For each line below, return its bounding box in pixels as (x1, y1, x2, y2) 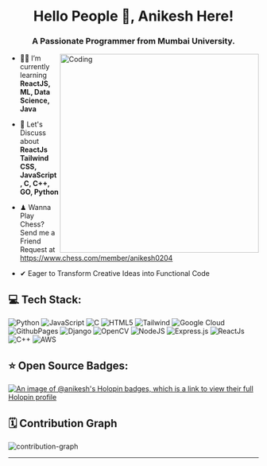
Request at (19, 245, 56, 254)
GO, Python (19, 187, 59, 197)
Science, (19, 95, 50, 106)
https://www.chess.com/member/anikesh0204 (19, 254, 173, 263)
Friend (19, 236, 41, 246)
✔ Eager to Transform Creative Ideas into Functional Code (19, 269, 211, 278)
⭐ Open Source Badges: (8, 359, 129, 372)
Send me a (19, 228, 56, 238)
